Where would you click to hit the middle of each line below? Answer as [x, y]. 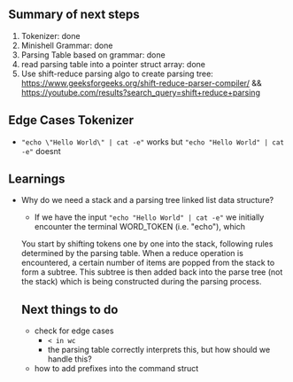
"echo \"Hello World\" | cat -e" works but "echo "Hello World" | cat [153, 142]
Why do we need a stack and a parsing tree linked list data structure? [147, 200]
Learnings [37, 179]
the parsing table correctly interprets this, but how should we [159, 350]
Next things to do [69, 309]
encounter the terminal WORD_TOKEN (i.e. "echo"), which [139, 227]
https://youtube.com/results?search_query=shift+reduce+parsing [140, 92]
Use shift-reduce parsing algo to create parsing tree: [117, 74]
